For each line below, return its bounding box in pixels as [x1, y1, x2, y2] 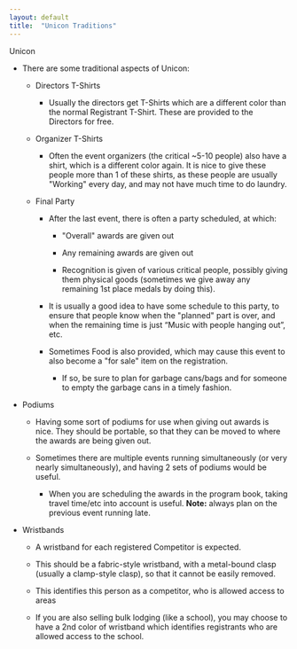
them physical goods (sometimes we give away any [61, 274, 251, 285]
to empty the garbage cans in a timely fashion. [61, 382, 232, 393]
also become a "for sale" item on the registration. [48, 356, 229, 366]
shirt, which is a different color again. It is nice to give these [48, 160, 267, 170]
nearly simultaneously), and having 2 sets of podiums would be [35, 462, 268, 473]
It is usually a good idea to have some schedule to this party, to [48, 301, 279, 311]
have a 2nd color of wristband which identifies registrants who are [35, 622, 278, 632]
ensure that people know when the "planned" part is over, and [48, 309, 276, 320]
